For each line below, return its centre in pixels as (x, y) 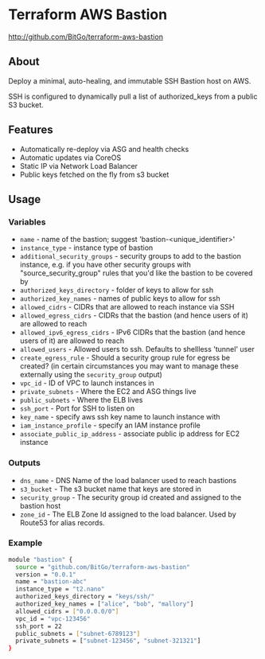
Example (25, 543)
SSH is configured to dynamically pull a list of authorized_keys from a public (133, 96)
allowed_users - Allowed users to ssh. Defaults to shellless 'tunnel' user (137, 349)
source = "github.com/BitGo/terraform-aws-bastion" (103, 567)
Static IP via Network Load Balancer (78, 166)
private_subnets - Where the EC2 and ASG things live (108, 392)
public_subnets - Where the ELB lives (81, 400)
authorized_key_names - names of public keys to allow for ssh (120, 298)
